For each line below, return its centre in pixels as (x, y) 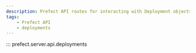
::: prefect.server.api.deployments (47, 44)
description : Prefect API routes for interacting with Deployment (88, 11)
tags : (13, 17)
